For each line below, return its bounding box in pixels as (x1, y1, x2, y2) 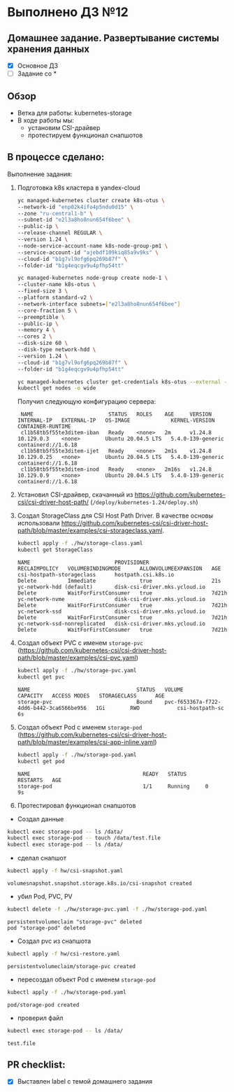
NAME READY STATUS (17, 770, 187, 777)
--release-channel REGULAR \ (17, 229, 103, 236)
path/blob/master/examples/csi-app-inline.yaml (17, 737, 155, 746)
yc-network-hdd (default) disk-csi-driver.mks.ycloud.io (17, 583, 206, 590)
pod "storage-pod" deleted (7, 924, 86, 931)
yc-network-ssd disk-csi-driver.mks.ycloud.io (17, 608, 206, 615)
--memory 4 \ (17, 327, 56, 334)
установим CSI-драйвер (27, 123, 101, 132)
